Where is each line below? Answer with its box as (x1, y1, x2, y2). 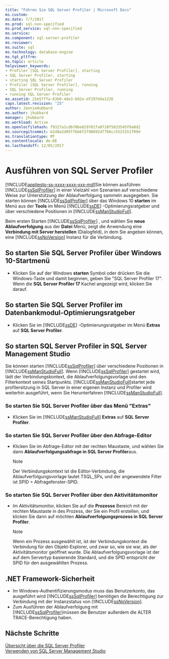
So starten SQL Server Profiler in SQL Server (5, 342, 147, 350)
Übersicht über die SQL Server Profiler (5, 642, 86, 648)
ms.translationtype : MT (5, 134, 55, 139)
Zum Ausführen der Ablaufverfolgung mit (12, 604, 98, 610)
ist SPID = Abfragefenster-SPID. (12, 479, 79, 485)
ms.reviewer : (5, 40, 33, 45)
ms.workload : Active (5, 119, 49, 125)
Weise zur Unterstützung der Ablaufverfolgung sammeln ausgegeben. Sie (5, 192, 158, 198)
